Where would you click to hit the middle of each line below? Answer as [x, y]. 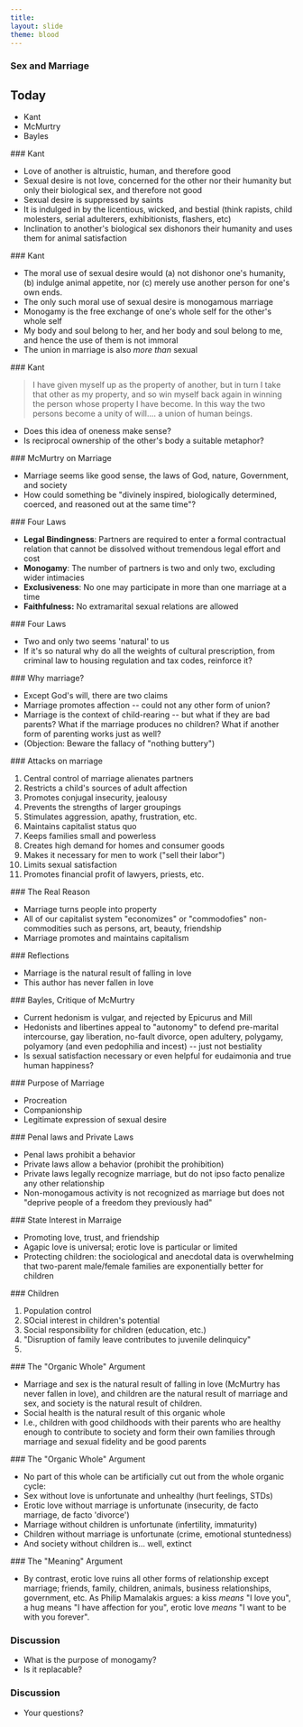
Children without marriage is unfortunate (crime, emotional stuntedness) [157, 1534]
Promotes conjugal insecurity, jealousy [95, 798]
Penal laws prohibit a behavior [79, 1155]
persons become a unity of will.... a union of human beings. [142, 414]
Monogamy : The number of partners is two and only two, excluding [149, 568]
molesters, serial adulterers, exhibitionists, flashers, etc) [127, 219]
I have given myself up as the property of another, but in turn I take [156, 385]
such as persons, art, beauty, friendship [147, 928]
